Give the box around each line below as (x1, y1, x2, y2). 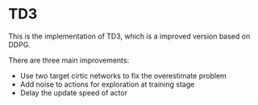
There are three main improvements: (8, 55, 130, 65)
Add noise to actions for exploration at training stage (19, 79, 195, 89)
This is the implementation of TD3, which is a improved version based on (8, 31, 251, 41)
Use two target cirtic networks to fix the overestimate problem (19, 71, 227, 80)
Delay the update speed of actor (19, 87, 127, 97)
